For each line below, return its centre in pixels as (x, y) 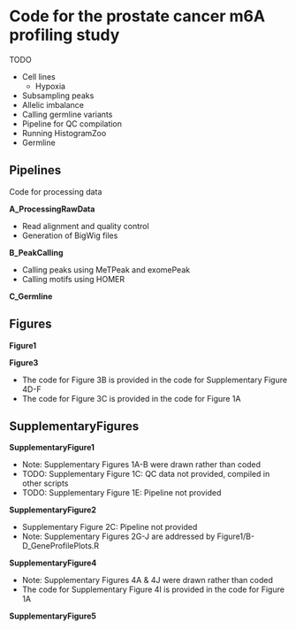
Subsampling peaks (58, 96)
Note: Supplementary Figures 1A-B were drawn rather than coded (141, 465)
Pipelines (35, 170)
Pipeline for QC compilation (72, 123)
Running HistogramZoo (64, 133)
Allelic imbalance (53, 104)
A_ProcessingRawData (52, 209)
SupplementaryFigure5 (53, 616)
